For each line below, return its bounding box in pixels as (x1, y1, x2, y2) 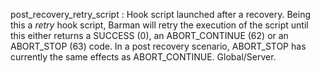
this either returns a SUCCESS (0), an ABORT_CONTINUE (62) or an (10, 30, 289, 41)
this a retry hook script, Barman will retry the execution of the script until (10, 19, 309, 31)
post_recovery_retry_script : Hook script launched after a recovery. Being (10, 9, 312, 20)
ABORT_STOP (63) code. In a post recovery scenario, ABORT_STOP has (10, 40, 307, 52)
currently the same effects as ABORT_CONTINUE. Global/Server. (10, 51, 277, 63)
